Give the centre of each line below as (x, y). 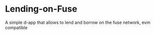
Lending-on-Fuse (41, 9)
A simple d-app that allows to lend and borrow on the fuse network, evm (78, 22)
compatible (16, 27)
